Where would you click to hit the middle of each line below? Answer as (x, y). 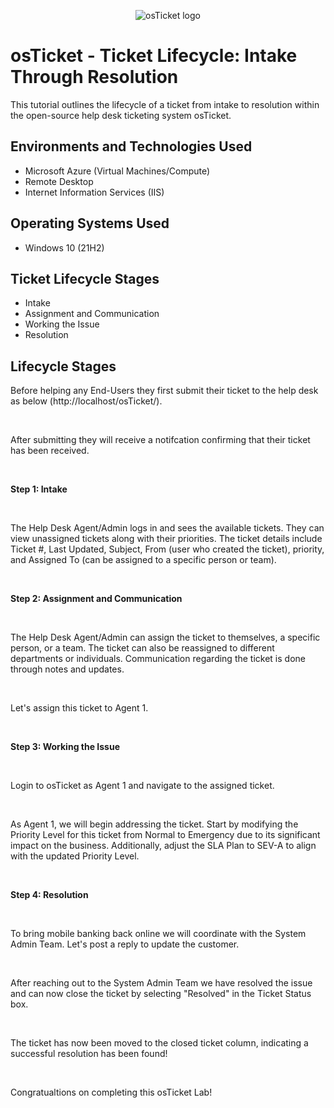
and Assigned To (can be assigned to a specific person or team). (143, 560)
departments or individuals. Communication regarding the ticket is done (158, 659)
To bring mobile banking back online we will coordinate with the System (158, 934)
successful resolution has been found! (89, 1054)
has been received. (50, 451)
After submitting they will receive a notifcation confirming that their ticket (160, 440)
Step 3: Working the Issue (65, 747)
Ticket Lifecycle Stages (85, 278)
